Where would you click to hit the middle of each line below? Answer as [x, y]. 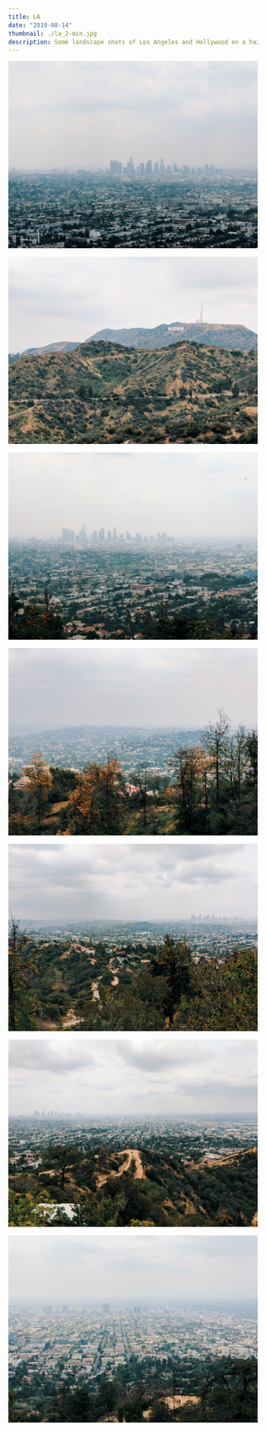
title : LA [25, 17]
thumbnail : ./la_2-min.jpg [53, 33]
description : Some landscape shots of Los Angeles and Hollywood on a [127, 42]
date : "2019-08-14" [40, 25]
